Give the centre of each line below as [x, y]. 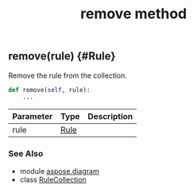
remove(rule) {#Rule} [62, 56]
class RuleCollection [53, 179]
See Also [26, 154]
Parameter [33, 117]
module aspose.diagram [59, 171]
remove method [134, 14]
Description [110, 117]
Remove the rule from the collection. [68, 75]
